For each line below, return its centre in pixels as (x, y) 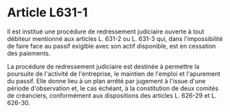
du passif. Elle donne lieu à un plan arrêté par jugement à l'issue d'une (106, 81)
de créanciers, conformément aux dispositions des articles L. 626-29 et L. (112, 95)
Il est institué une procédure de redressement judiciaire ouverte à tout (106, 31)
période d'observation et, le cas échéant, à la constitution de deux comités (113, 88)
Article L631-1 (47, 13)
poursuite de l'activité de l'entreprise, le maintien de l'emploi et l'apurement (114, 74)
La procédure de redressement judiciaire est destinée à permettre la (103, 66)
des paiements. (29, 53)
